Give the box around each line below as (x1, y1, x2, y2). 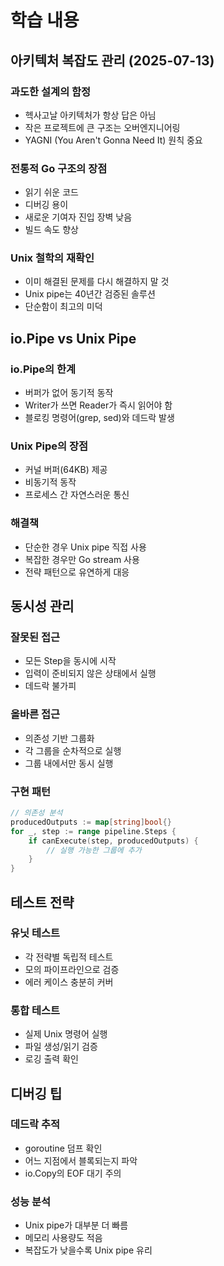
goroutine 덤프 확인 (24, 1142, 103, 1154)
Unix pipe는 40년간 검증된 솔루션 (24, 288, 156, 300)
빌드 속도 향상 (24, 224, 79, 236)
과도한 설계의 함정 (10, 84, 92, 98)
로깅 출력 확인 (24, 1053, 79, 1065)
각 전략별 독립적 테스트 (24, 951, 114, 963)
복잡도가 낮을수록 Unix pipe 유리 (24, 1244, 153, 1256)
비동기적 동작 (24, 476, 77, 488)
